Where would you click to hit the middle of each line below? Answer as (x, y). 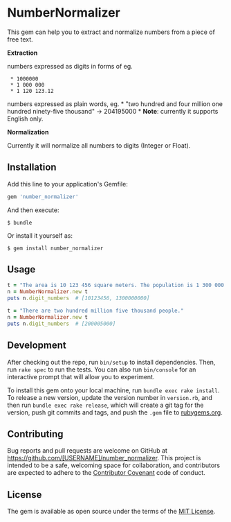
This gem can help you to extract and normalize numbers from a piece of (111, 32)
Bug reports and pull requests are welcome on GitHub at (87, 451)
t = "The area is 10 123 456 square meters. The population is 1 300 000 (116, 286)
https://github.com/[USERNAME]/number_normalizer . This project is (104, 458)
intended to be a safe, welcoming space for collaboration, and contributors (113, 465)
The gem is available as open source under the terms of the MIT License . (111, 512)
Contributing (35, 434)
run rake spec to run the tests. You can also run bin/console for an (102, 369)
